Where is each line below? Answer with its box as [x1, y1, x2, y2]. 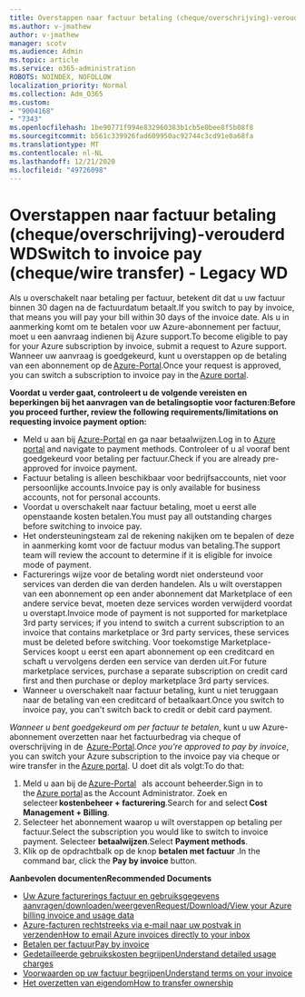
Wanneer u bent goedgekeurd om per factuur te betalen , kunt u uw [9, 722, 261, 733]
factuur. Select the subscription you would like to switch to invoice [22, 826, 269, 837]
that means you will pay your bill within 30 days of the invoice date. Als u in [9, 312, 290, 323]
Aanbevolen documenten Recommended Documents [9, 873, 212, 884]
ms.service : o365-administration [9, 65, 136, 74]
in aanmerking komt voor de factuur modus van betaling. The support [22, 540, 281, 551]
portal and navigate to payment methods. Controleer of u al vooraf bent [22, 444, 290, 454]
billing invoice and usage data [22, 910, 134, 921]
